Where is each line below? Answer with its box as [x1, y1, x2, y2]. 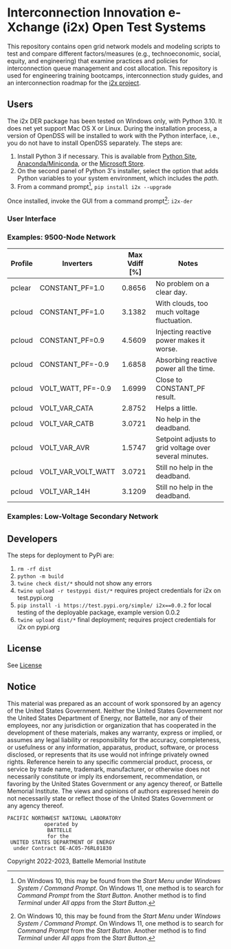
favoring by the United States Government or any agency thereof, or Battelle [7, 779, 223, 788]
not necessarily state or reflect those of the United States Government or [7, 794, 214, 802]
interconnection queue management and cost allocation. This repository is [7, 64, 218, 72]
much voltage [155, 307, 200, 317]
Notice [7, 681, 36, 693]
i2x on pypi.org [16, 623, 60, 632]
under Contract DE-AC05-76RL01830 [13, 845, 112, 851]
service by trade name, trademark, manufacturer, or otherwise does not [7, 765, 210, 773]
